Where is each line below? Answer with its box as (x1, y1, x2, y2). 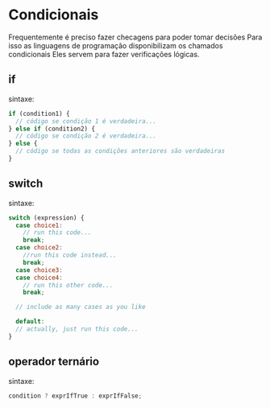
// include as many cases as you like (15, 303, 147, 311)
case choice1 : (15, 221, 63, 229)
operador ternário (8, 355, 99, 369)
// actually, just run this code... (15, 325, 139, 333)
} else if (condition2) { (8, 125, 95, 133)
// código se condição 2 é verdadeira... (15, 132, 157, 140)
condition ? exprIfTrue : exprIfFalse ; (8, 392, 143, 400)
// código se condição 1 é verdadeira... (15, 117, 157, 126)
